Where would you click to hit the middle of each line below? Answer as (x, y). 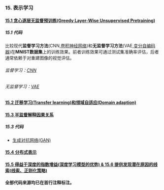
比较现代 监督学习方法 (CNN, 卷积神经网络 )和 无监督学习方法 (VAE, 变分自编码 (80, 46)
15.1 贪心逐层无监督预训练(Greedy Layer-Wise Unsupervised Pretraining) (80, 20)
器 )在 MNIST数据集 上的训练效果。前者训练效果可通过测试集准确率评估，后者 (82, 52)
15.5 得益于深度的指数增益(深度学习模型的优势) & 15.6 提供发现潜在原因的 (79, 164)
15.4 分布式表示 (21, 152)
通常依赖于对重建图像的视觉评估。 (40, 58)
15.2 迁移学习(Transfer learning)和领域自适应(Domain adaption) (71, 103)
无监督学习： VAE (22, 86)
